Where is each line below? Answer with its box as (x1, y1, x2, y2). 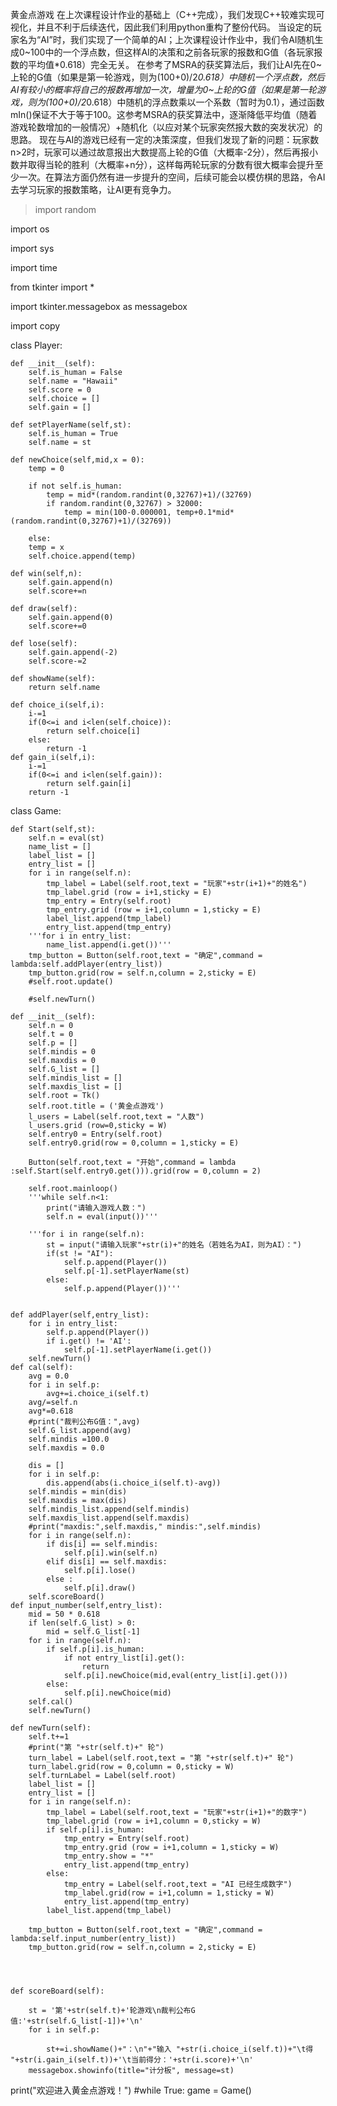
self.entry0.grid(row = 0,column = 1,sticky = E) (28, 1138, 240, 1148)
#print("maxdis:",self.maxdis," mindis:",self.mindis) (28, 1522, 262, 1532)
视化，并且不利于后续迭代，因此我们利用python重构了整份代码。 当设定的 (10, 21, 313, 33)
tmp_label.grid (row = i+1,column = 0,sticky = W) (46, 1816, 262, 1826)
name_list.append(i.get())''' (46, 940, 172, 950)
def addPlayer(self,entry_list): (10, 1310, 150, 1320)
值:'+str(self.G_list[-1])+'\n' (10, 2016, 144, 2026)
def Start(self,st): (10, 824, 97, 834)
